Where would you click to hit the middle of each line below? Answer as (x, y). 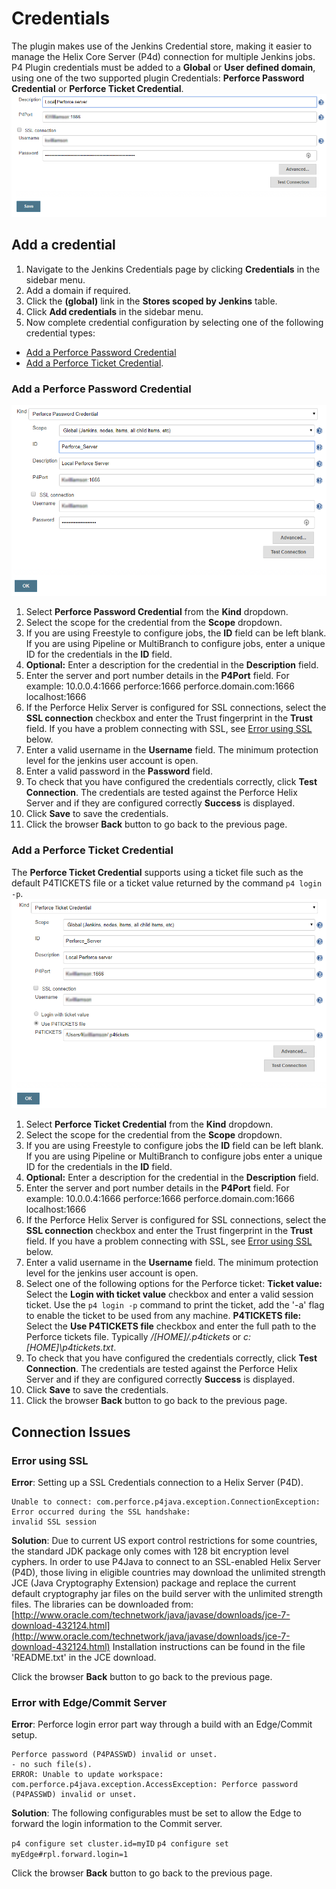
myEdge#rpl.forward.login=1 (70, 1855)
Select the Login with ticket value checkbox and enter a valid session (169, 1294)
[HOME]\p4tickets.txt (69, 1348)
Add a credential (63, 245)
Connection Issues (71, 1432)
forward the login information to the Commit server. (117, 1824)
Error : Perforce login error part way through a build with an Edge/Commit (162, 1724)
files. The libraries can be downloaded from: (102, 1604)
